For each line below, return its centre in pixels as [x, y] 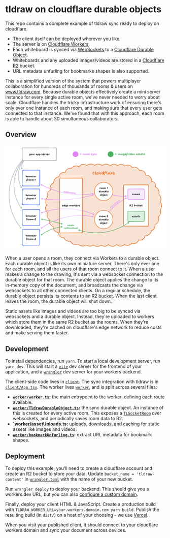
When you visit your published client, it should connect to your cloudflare [82, 525]
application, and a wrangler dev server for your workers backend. [74, 372]
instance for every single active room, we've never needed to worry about [82, 97]
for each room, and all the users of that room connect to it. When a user [80, 269]
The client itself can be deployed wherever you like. [66, 39]
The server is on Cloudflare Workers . [51, 44]
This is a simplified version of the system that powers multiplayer [73, 81]
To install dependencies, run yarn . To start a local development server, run [83, 361]
